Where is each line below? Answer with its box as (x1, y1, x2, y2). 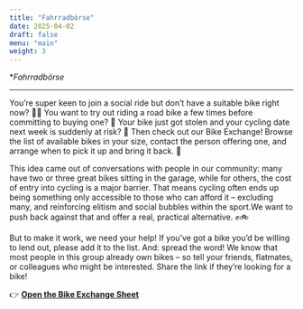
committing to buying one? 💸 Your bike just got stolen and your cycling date (9, 117, 290, 127)
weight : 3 (9, 47, 47, 56)
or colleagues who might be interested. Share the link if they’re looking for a (9, 261, 291, 272)
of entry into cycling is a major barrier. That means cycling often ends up (9, 183, 280, 193)
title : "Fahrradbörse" (9, 13, 95, 23)
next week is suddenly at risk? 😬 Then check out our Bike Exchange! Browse (9, 126, 293, 137)
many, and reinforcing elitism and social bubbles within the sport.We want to (9, 201, 293, 212)
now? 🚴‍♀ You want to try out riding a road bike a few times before (9, 108, 253, 118)
